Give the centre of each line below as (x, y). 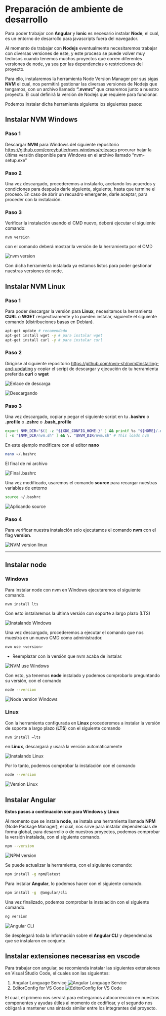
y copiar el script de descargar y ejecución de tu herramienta (96, 369)
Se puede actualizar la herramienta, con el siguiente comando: (69, 865)
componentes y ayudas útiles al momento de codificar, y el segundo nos (79, 1003)
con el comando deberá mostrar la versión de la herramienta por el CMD (79, 247)
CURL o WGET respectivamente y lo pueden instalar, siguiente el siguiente (81, 316)
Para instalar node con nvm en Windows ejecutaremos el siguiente (73, 590)
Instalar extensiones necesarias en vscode (72, 956)
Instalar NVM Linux (35, 286)
